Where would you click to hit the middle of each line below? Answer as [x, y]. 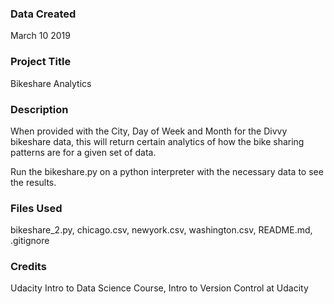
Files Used [36, 208]
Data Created [43, 14]
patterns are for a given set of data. [83, 152]
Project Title [41, 62]
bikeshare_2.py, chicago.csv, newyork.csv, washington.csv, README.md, [161, 230]
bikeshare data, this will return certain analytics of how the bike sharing [157, 141]
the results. [33, 182]
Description [39, 109]
